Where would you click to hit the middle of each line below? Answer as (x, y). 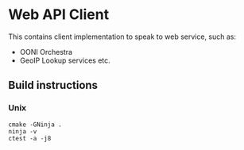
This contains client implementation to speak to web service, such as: (122, 37)
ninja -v (23, 131)
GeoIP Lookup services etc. (65, 60)
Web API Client (59, 15)
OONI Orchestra (46, 52)
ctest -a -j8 (30, 138)
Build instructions (53, 85)
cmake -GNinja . (35, 125)
